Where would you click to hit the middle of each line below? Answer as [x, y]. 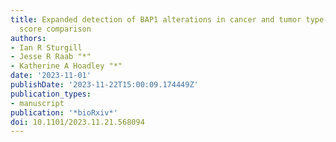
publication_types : [51, 94]
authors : [28, 38]
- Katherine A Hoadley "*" [66, 66]
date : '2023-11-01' [51, 76]
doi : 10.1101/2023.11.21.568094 [77, 122]
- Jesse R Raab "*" [51, 57]
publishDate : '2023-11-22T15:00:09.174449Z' [104, 85]
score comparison [55, 29]
